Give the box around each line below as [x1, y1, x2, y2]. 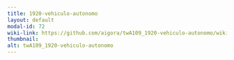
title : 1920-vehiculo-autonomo [7, 10, 98, 17]
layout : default [7, 17, 54, 23]
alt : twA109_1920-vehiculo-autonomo [7, 42, 114, 49]
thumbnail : [7, 36, 39, 43]
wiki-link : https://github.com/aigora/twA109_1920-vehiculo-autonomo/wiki [7, 29, 229, 37]
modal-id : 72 [7, 23, 45, 30]
